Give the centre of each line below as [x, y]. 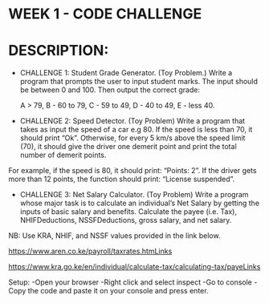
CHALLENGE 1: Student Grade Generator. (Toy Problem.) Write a [126, 73]
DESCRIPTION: [59, 51]
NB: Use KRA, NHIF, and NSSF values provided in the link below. [114, 236]
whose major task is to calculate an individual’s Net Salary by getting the [139, 203]
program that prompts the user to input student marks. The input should [139, 82]
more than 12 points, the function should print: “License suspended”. [122, 179]
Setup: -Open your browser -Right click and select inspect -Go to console [130, 282]
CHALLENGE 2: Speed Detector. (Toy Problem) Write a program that [132, 121]
